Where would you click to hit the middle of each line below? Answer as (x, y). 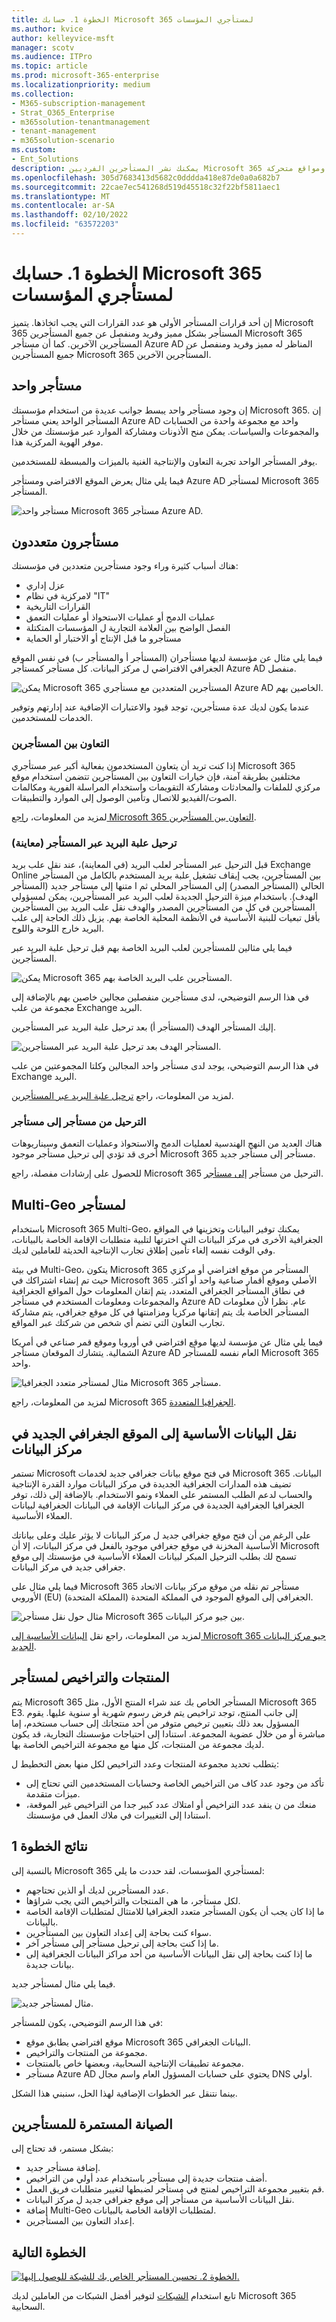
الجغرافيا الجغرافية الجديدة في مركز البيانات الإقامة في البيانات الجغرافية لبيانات (158, 1505)
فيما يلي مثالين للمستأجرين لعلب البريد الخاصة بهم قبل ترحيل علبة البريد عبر (152, 948)
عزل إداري (45, 585)
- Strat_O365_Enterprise (63, 112)
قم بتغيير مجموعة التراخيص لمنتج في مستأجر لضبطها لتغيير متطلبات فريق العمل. (175, 2189)
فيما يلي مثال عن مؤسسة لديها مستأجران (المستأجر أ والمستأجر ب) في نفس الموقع (167, 658)
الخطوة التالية (48, 2252)
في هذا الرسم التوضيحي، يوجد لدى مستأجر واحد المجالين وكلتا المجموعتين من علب (165, 1066)
